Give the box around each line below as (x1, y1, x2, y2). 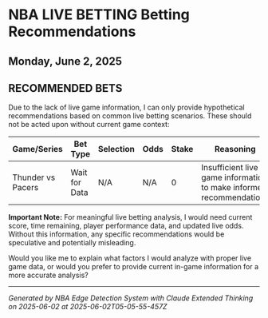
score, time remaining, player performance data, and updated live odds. (8, 221, 244, 231)
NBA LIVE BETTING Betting (8, 6, 190, 24)
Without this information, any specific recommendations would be (8, 229, 225, 239)
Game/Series (12, 144, 64, 155)
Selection (97, 144, 136, 155)
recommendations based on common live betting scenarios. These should (8, 111, 252, 121)
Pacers (12, 182, 39, 193)
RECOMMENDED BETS (8, 81, 123, 95)
